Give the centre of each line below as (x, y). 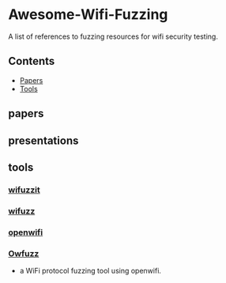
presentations (43, 140)
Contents (32, 61)
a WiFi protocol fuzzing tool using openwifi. (90, 270)
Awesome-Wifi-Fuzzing (88, 15)
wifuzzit (24, 190)
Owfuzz (24, 253)
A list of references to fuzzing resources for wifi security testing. (113, 36)
